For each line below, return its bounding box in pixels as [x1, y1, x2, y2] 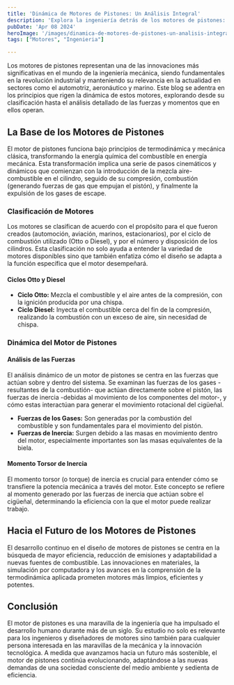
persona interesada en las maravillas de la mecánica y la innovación [7, 641, 202, 649]
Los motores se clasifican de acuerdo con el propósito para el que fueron [7, 223, 218, 231]
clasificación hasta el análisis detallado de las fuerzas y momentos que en [7, 98, 220, 107]
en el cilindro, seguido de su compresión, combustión [44, 174, 198, 182]
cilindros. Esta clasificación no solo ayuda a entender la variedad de [7, 245, 203, 253]
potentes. [7, 580, 35, 589]
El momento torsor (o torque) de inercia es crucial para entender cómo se [7, 475, 218, 483]
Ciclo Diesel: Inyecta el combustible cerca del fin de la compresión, [17, 306, 212, 314]
